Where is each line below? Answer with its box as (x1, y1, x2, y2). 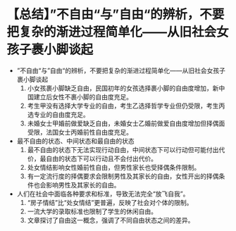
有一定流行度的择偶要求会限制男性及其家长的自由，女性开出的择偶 (27, 172, 219, 180)
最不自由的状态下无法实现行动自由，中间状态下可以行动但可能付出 (27, 145, 219, 154)
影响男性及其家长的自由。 (46, 180, 120, 189)
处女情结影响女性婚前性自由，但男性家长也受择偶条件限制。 (27, 163, 201, 171)
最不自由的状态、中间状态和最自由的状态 (16, 137, 135, 145)
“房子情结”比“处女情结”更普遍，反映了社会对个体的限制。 (27, 198, 193, 206)
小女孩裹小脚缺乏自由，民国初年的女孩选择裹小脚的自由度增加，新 (27, 84, 219, 92)
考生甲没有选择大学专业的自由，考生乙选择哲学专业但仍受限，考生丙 (27, 101, 225, 110)
